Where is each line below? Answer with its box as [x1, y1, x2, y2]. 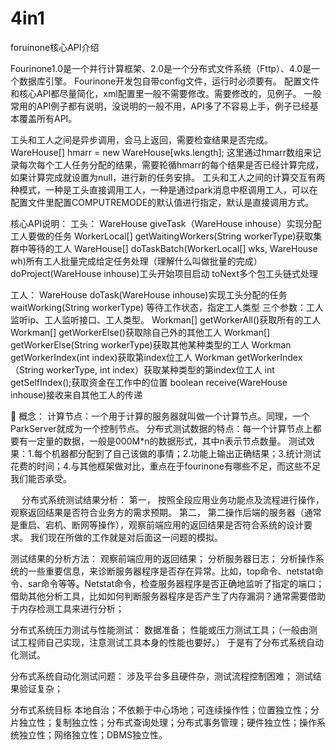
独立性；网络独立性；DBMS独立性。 [18, 728, 168, 741]
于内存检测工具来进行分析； [10, 602, 125, 614]
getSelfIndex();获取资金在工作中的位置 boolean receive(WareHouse [10, 376, 288, 388]
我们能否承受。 [10, 472, 72, 484]
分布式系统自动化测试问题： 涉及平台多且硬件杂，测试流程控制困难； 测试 [10, 670, 313, 682]
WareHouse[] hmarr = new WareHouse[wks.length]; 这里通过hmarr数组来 [10, 146, 313, 158]
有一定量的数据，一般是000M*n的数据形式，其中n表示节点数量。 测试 [18, 435, 307, 447]
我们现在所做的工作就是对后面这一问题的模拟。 [29, 531, 223, 543]
